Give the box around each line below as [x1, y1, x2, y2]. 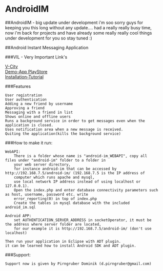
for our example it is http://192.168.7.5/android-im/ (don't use [14, 226, 152, 231]
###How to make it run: [5, 140, 53, 146]
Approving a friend [5, 105, 45, 110]
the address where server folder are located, [5, 222, 102, 227]
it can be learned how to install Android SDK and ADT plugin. [5, 243, 137, 248]
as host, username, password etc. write [5, 192, 89, 197]
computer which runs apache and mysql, [14, 175, 95, 180]
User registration [5, 93, 42, 98]
